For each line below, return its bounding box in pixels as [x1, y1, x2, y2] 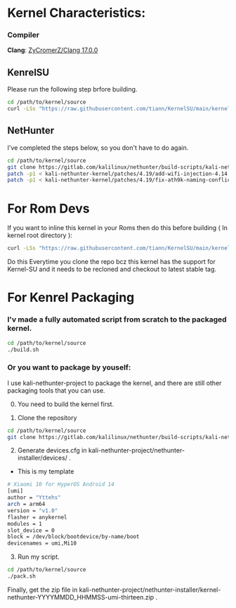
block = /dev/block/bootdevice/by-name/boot [7, 533, 140, 540]
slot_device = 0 [7, 526, 55, 534]
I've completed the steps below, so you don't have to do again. [7, 143, 189, 152]
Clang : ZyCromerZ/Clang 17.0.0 [7, 46, 98, 54]
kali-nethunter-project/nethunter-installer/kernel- [79, 585, 221, 594]
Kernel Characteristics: [7, 5, 146, 21]
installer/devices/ [17, 454, 68, 462]
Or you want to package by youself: [7, 362, 131, 372]
